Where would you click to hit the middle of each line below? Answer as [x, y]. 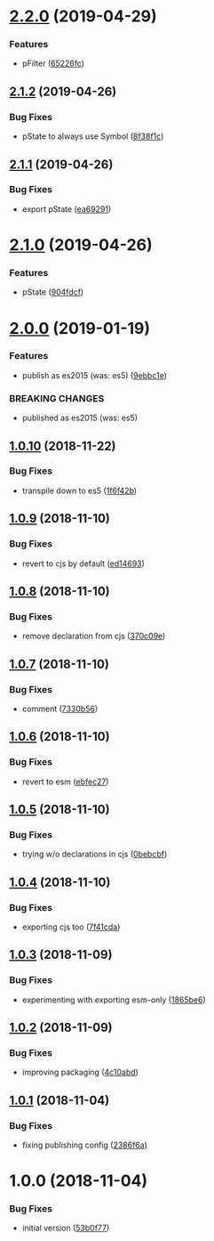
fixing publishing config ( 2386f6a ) [85, 1145]
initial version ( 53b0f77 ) [66, 1228]
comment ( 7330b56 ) [60, 709]
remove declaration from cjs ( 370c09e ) [94, 636]
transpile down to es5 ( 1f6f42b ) [79, 491]
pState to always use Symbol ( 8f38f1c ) [93, 136]
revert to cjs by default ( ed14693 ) [83, 564]
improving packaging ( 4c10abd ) [80, 1072]
